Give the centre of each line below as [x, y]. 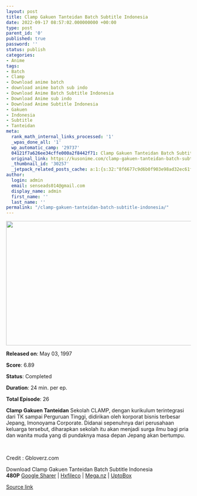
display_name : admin [36, 191]
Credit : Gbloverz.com [33, 458]
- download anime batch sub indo [47, 88]
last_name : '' [28, 202]
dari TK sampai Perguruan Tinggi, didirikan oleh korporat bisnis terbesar [93, 417]
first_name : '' [30, 197]
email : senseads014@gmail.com [48, 186]
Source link [20, 487]
